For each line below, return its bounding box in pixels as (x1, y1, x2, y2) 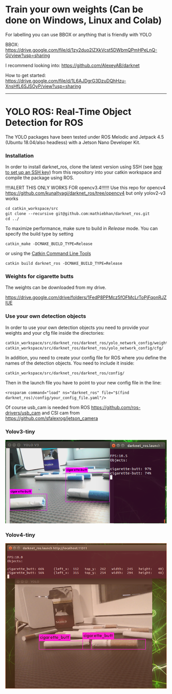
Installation (5, 152, 34, 159)
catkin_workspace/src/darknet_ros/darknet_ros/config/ (5, 371, 125, 376)
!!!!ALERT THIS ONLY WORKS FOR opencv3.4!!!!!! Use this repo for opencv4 (5, 185, 166, 191)
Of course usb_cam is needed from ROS (5, 404, 91, 410)
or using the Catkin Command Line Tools (5, 250, 91, 257)
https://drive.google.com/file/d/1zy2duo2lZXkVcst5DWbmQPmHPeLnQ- (5, 47, 158, 53)
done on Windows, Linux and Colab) (5, 14, 162, 26)
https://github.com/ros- (91, 404, 141, 410)
